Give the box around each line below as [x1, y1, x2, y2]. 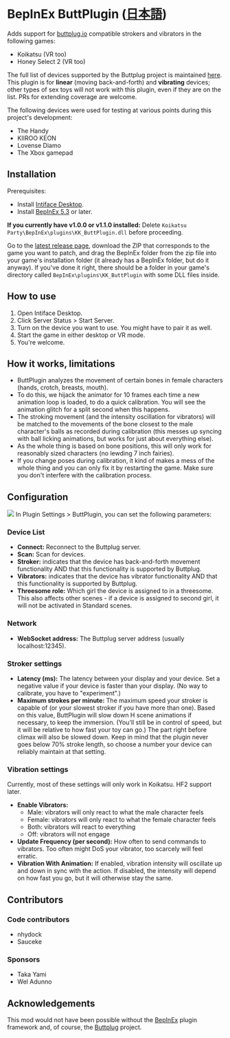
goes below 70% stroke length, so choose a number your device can [16, 740, 212, 748]
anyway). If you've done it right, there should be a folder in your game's [7, 263, 210, 272]
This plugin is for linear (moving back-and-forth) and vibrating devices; [7, 78, 211, 86]
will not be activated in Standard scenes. [16, 601, 133, 609]
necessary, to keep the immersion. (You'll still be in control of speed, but [16, 718, 222, 726]
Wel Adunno [16, 977, 52, 986]
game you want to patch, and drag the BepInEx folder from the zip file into [7, 248, 217, 257]
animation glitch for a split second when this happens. [16, 405, 170, 413]
